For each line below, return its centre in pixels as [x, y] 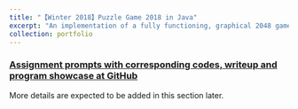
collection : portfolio [51, 34]
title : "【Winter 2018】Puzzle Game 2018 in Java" [103, 17]
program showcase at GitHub [74, 76]
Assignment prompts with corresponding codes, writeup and [143, 65]
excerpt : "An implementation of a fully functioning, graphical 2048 [141, 26]
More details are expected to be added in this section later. [117, 95]
